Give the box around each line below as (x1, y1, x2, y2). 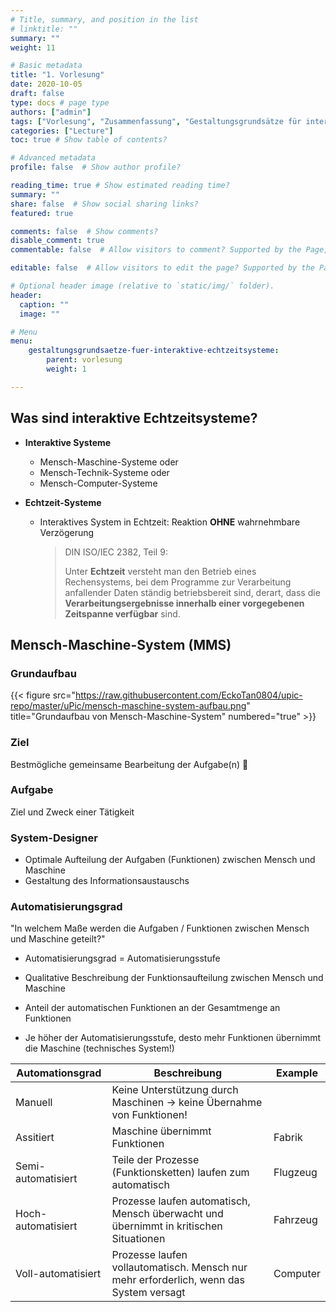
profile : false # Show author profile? (10, 162, 182, 173)
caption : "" (19, 299, 70, 310)
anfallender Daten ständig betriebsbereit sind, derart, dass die (64, 586, 321, 598)
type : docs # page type (10, 97, 110, 108)
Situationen (111, 1232, 166, 1246)
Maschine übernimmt (111, 1124, 212, 1138)
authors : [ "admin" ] (10, 107, 92, 117)
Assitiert (15, 1131, 55, 1145)
